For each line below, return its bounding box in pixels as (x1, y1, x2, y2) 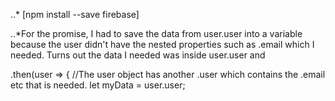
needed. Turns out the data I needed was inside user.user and (10, 49, 266, 61)
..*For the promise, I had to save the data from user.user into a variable (10, 28, 303, 39)
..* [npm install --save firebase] (10, 9, 140, 20)
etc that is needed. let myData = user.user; (10, 79, 186, 91)
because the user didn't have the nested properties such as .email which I (10, 39, 315, 50)
